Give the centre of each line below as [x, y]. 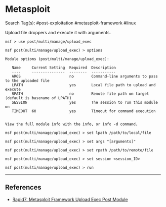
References [23, 187]
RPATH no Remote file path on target [80, 94]
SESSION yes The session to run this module [85, 102]
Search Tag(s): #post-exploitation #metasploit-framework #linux [71, 23]
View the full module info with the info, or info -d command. [72, 124]
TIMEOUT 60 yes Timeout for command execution [83, 111]
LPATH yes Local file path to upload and [83, 85]
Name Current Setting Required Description [64, 68]
